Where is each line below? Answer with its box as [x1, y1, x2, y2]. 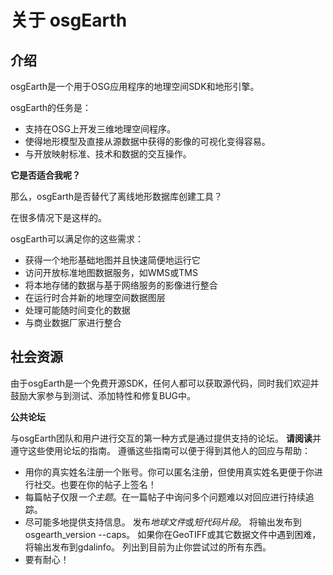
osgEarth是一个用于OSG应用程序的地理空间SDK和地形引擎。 [10, 81, 260, 92]
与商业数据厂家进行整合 [24, 317, 122, 328]
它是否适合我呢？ [10, 169, 81, 181]
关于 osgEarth [10, 9, 128, 32]
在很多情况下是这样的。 [10, 212, 107, 223]
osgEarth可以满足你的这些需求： [10, 233, 144, 245]
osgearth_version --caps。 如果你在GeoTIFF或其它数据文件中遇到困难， [24, 528, 322, 540]
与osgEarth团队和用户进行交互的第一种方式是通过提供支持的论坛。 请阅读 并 [10, 432, 322, 444]
